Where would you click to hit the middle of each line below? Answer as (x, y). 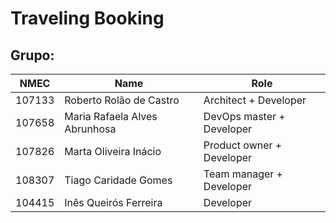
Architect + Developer (255, 100)
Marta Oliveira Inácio (113, 151)
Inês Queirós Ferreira (113, 202)
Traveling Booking (87, 18)
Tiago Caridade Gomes (118, 180)
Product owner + (243, 145)
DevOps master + (244, 116)
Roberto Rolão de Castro (122, 100)
